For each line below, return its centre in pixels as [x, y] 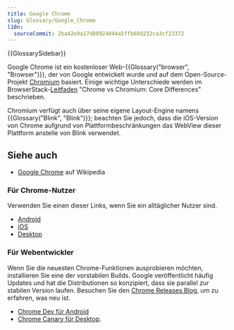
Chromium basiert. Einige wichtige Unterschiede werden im [116, 82]
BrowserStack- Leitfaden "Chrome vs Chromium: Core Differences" [104, 89]
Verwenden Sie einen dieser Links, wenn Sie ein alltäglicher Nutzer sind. [112, 205]
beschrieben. [26, 97]
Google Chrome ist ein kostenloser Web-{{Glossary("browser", [98, 67]
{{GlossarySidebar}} [37, 53]
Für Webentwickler [41, 253]
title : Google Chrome [39, 14]
